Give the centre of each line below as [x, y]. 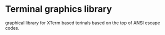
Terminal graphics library [59, 9]
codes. [12, 28]
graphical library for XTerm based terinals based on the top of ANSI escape [83, 23]
